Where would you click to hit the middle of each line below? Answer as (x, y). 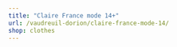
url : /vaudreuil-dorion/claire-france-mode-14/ (89, 23)
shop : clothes (32, 30)
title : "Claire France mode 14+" (64, 16)
